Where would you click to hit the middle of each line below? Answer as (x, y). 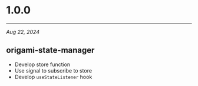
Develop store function (42, 64)
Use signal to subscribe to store (53, 70)
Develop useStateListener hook (53, 77)
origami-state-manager (50, 50)
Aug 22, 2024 (23, 32)
